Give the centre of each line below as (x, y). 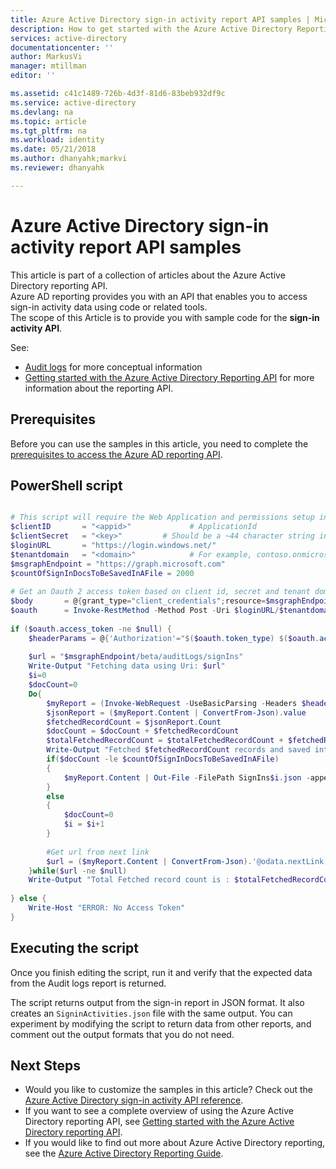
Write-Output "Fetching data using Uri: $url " (127, 666)
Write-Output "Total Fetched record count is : (129, 880)
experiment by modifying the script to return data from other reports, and (161, 1023)
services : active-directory (69, 38)
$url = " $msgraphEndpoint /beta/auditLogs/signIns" (136, 657)
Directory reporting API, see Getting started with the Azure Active (159, 1122)
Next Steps (45, 1066)
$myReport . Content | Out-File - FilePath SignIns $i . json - (187, 777)
